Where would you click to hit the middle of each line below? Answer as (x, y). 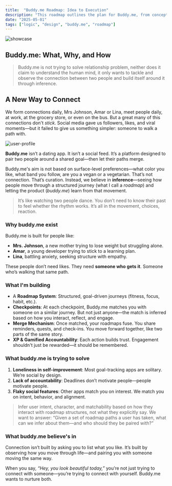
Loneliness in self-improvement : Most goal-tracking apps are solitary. (87, 369)
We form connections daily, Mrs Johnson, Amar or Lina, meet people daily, (84, 112)
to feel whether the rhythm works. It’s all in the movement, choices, (89, 206)
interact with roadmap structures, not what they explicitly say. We (87, 412)
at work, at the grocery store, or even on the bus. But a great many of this (83, 117)
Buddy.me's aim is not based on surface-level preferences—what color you (85, 169)
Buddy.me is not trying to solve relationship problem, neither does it (89, 68)
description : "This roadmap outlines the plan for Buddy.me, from (78, 15)
